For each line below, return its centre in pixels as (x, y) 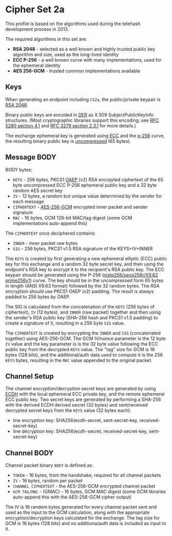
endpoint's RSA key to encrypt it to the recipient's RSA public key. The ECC (85, 269)
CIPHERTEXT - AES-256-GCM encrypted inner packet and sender (80, 207)
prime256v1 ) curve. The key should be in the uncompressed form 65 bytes (84, 280)
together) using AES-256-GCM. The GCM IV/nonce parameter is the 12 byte (85, 338)
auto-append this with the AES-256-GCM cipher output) (72, 497)
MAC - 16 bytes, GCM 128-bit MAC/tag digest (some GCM (72, 218)
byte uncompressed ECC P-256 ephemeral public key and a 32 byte (85, 185)
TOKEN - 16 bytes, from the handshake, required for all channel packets (87, 475)
